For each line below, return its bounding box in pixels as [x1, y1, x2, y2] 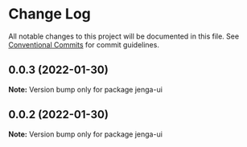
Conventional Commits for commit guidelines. [8, 39, 159, 49]
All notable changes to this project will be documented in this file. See [8, 31, 240, 41]
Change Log [8, 5, 91, 23]
